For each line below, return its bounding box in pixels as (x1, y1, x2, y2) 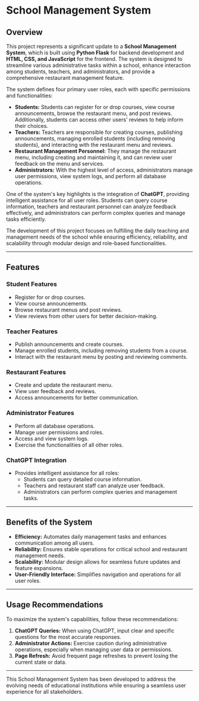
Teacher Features (6, 327, 58, 335)
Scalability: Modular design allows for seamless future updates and (14, 558, 181, 565)
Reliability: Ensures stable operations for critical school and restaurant (14, 545, 188, 552)
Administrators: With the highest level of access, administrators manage (14, 166, 193, 173)
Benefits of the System (6, 517, 93, 528)
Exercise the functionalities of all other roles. (14, 441, 124, 448)
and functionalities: (6, 92, 53, 99)
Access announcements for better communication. (14, 394, 139, 401)
